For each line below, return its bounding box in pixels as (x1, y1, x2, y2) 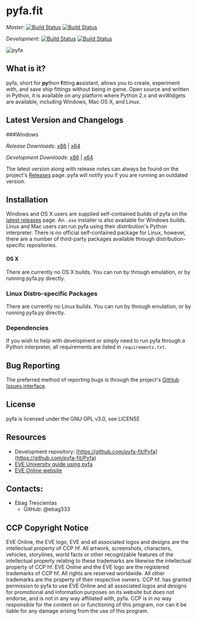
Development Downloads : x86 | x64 (6, 153, 94, 160)
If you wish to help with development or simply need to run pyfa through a (6, 337, 185, 345)
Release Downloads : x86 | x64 (6, 142, 81, 149)
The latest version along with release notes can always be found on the (6, 165, 179, 172)
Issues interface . (6, 382, 47, 389)
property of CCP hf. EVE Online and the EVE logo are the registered (6, 563, 169, 570)
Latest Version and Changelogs (6, 115, 124, 125)
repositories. (26, 242, 58, 249)
